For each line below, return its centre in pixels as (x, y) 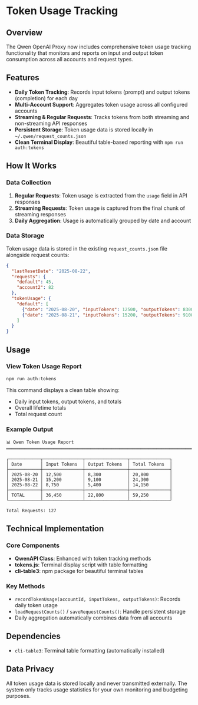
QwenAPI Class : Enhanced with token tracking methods (83, 558)
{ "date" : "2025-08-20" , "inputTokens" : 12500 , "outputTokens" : (101, 309)
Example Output (30, 429)
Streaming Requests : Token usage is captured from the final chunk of (100, 208)
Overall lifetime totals (40, 407)
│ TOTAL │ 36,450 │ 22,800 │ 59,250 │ (89, 495)
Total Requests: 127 (32, 511)
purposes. (19, 696)
